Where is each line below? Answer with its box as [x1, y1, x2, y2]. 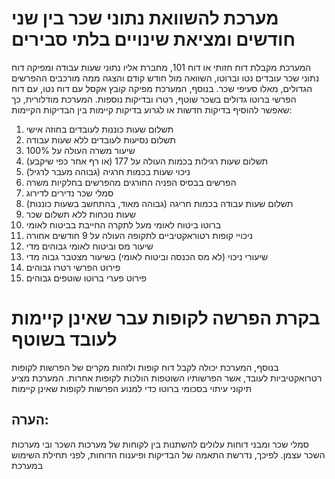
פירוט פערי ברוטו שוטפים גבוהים [25, 272, 148, 284]
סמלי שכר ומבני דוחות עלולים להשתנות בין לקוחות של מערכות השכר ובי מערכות [11, 438, 309, 450]
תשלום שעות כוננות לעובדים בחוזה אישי [25, 123, 174, 135]
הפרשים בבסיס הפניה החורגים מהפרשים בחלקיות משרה [25, 176, 237, 188]
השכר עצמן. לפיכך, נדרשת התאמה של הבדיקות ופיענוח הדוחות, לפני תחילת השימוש [11, 448, 326, 461]
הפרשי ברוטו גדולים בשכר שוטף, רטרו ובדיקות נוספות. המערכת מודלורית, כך [11, 93, 297, 105]
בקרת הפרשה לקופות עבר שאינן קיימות [11, 307, 321, 330]
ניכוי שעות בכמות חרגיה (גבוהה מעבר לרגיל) [25, 165, 191, 177]
